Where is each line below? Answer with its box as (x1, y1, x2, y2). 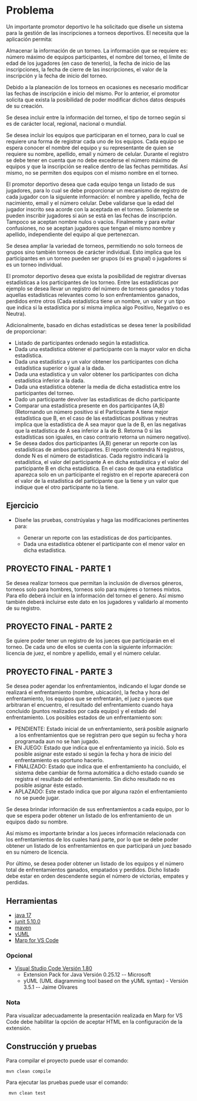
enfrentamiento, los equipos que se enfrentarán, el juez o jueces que (6, 695, 173, 703)
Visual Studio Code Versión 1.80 (14, 965, 92, 972)
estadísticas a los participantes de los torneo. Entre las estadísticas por (6, 279, 179, 286)
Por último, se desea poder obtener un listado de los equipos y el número (6, 860, 184, 867)
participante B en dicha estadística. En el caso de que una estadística (14, 465, 183, 472)
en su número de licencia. (6, 848, 69, 856)
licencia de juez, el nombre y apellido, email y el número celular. (6, 650, 161, 657)
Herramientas (6, 896, 58, 906)
